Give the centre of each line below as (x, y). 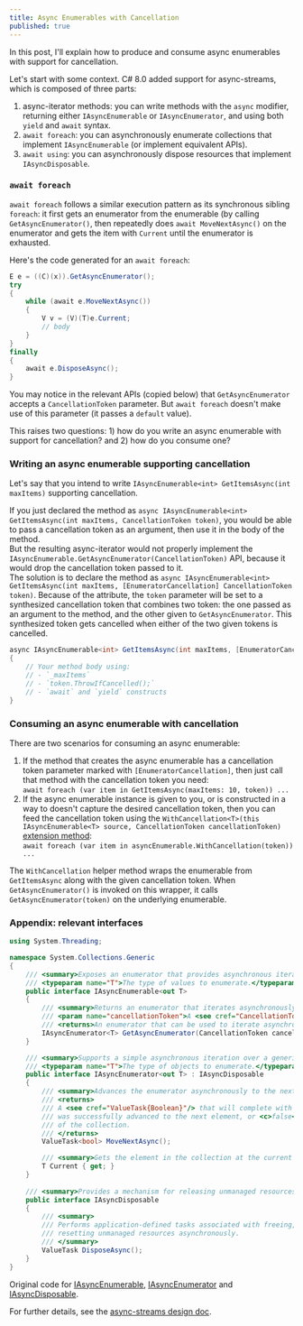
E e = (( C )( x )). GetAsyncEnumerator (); (82, 276)
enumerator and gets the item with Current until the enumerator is (132, 233)
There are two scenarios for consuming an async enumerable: (125, 743)
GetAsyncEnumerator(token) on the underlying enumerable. (118, 899)
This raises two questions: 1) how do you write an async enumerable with (146, 431)
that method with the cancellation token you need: (115, 779)
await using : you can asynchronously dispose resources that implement (156, 153)
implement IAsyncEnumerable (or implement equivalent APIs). (135, 144)
